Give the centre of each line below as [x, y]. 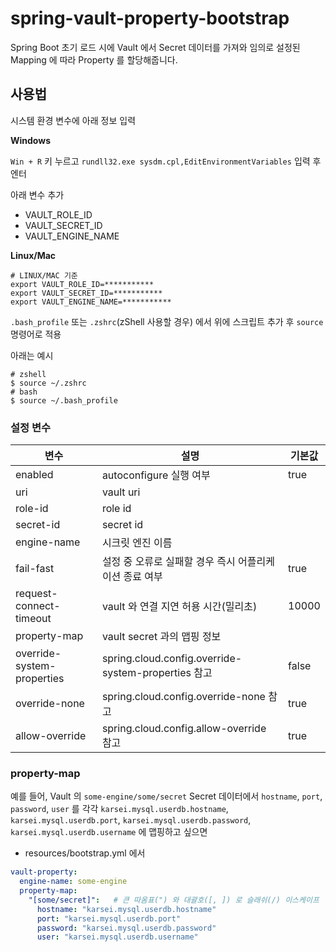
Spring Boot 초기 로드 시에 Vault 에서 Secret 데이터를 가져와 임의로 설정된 [155, 47]
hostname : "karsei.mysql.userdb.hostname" [126, 909]
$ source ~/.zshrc [48, 383]
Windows [30, 140]
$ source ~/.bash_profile [64, 400]
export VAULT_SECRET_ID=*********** [86, 293]
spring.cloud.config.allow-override [184, 729]
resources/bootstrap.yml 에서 [85, 853]
